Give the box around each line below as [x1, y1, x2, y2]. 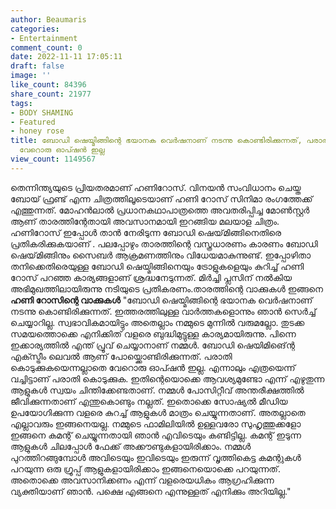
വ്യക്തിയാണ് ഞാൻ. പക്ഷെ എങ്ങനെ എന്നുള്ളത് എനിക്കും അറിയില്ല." [10, 485, 292, 497]
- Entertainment [10, 33, 78, 43]
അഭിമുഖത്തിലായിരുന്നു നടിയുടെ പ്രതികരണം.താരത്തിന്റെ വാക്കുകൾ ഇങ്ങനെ [10, 282, 324, 295]
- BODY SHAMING [10, 107, 74, 118]
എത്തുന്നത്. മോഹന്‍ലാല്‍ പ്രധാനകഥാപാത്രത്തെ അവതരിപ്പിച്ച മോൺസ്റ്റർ [10, 204, 310, 216]
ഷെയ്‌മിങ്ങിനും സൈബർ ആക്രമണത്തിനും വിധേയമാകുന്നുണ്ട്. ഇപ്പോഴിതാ [10, 249, 312, 261]
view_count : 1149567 [10, 154, 97, 164]
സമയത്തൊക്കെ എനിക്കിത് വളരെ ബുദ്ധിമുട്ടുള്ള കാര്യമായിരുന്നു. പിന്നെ [10, 327, 297, 340]
